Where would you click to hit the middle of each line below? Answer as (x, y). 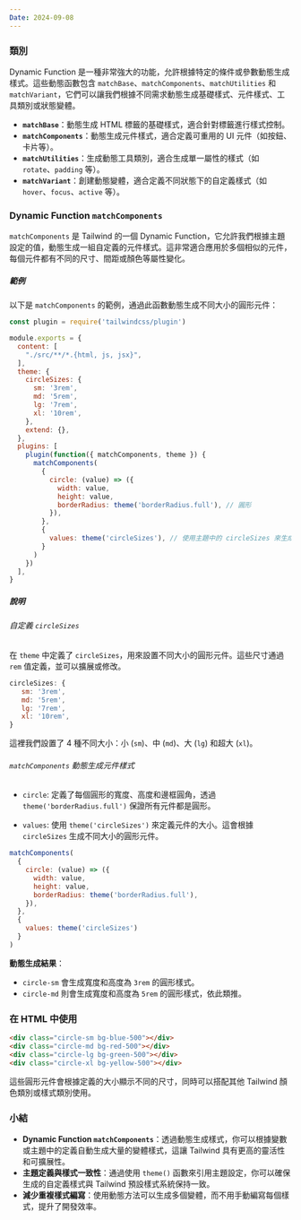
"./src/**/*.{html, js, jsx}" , (84, 355)
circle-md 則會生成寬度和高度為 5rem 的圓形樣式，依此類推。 (134, 993)
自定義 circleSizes (44, 626)
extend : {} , (47, 430)
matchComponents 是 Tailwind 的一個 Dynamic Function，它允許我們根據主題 (147, 236)
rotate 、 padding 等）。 (63, 169)
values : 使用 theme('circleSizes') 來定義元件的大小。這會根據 (138, 825)
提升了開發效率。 (69, 1206)
